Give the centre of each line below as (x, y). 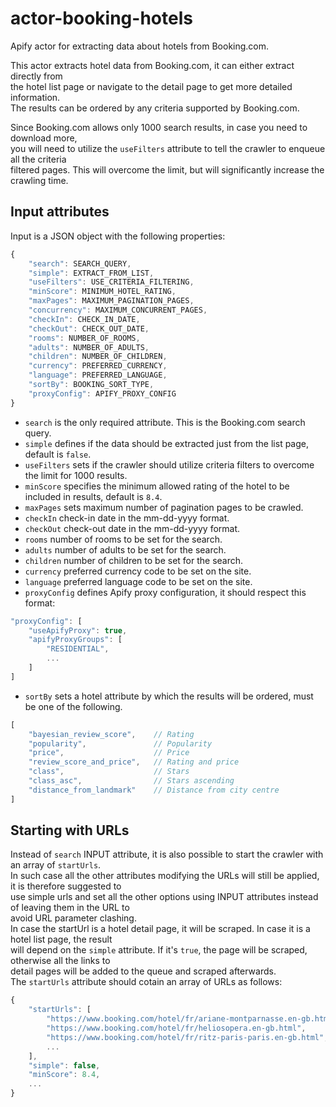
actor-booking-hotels (101, 18)
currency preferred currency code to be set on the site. (138, 571)
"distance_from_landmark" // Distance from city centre (154, 790)
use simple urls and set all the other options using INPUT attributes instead (164, 897)
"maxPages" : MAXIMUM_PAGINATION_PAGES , (111, 301)
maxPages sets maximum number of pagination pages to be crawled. (164, 507)
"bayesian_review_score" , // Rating (111, 734)
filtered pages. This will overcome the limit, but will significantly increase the (167, 169)
